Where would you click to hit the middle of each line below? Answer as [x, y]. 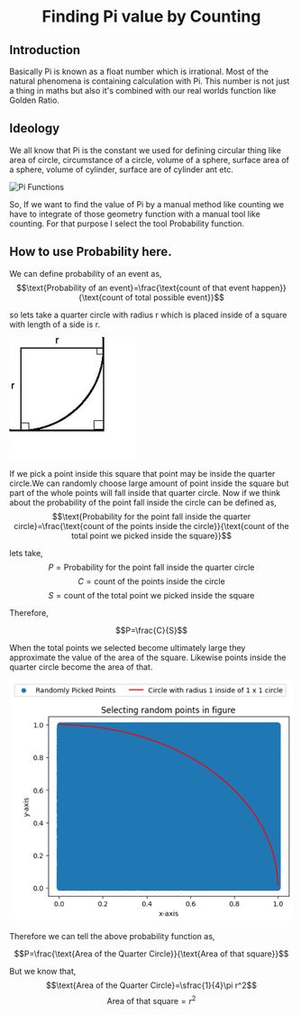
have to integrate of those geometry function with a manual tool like [135, 214]
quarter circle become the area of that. [81, 667]
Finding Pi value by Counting [151, 17]
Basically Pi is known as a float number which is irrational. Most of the [139, 71]
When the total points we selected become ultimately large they [128, 647]
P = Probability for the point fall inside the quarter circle [151, 567]
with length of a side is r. [55, 324]
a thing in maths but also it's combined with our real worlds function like [143, 91]
